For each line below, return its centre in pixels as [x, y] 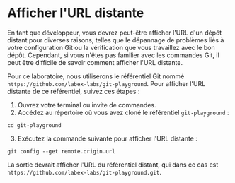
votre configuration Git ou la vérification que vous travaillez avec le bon [111, 47]
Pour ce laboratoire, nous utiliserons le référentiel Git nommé [96, 76]
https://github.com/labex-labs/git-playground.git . [84, 172]
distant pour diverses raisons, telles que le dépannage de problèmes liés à [116, 40]
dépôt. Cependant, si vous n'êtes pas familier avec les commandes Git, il [113, 55]
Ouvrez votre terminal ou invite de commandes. [87, 105]
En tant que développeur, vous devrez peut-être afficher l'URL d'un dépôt [115, 33]
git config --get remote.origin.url [61, 151]
